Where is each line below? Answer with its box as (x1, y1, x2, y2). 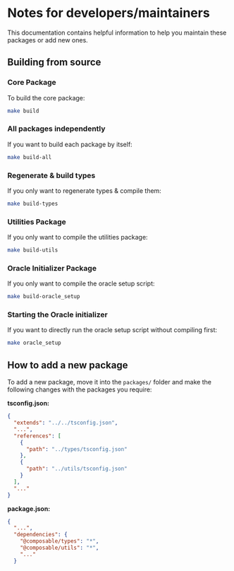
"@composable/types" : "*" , (20, 538, 99, 545)
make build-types (7, 200, 58, 207)
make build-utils (7, 247, 58, 254)
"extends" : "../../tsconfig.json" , (13, 419, 118, 427)
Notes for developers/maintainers (7, 5, 210, 21)
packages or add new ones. (7, 35, 88, 44)
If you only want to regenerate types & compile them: (7, 186, 162, 195)
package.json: (7, 504, 51, 513)
